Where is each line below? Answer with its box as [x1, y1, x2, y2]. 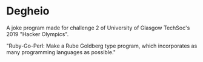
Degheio [6, 4, 50, 18]
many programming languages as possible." [6, 48, 116, 55]
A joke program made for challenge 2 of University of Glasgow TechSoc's [6, 24, 190, 31]
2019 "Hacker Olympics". [6, 30, 69, 37]
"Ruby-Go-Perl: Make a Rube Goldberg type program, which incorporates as [6, 42, 198, 49]
